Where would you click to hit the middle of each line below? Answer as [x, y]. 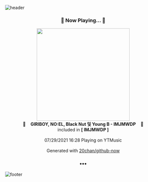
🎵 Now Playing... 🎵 [83, 20]
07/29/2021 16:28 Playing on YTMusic [83, 140]
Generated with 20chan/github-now [83, 151]
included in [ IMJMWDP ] [83, 130]
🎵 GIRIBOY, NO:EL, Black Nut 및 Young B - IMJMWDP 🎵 [83, 124]
